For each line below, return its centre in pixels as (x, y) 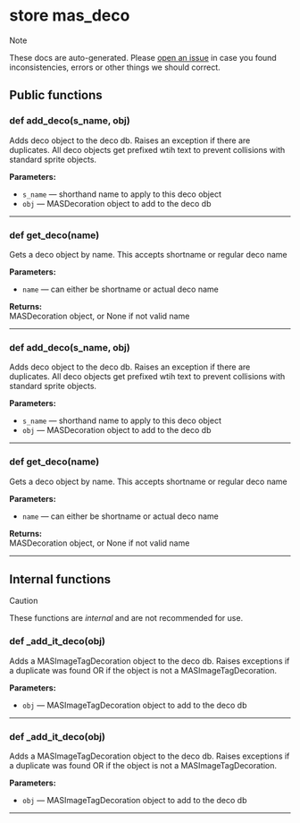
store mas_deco (70, 16)
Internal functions (60, 579)
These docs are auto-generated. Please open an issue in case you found (143, 57)
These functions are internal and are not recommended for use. (126, 618)
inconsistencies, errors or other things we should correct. (115, 67)
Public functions (56, 95)
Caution (24, 601)
